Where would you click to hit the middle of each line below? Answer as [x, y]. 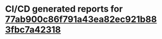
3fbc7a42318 [33, 30]
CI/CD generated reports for [64, 9]
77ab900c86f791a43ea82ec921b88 [81, 19]
